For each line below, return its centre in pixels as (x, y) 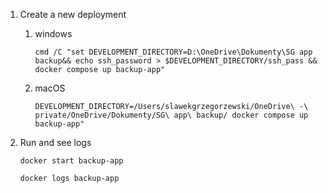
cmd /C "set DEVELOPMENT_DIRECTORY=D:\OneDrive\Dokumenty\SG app (173, 52)
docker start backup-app (71, 161)
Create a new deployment (73, 14)
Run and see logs (55, 142)
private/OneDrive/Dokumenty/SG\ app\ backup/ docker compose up (171, 115)
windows (53, 33)
